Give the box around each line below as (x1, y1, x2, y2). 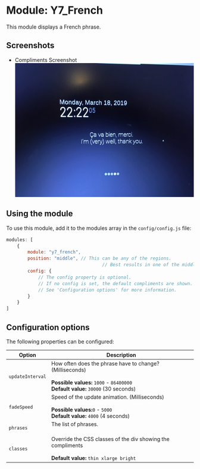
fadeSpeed (8, 404, 33, 410)
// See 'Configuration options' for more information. (37, 287, 177, 293)
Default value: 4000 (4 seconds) (51, 412, 130, 420)
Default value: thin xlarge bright (51, 454, 136, 461)
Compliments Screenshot (14, 56, 77, 63)
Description (106, 351, 136, 358)
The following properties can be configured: (6, 338, 114, 345)
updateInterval (8, 373, 46, 380)
